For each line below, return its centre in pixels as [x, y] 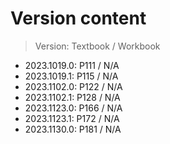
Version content [78, 18]
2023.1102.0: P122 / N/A [73, 86]
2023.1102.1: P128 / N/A [72, 97]
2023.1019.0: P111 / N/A [72, 65]
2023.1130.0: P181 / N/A [73, 129]
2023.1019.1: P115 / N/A [71, 76]
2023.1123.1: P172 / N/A [72, 118]
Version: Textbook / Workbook [97, 46]
